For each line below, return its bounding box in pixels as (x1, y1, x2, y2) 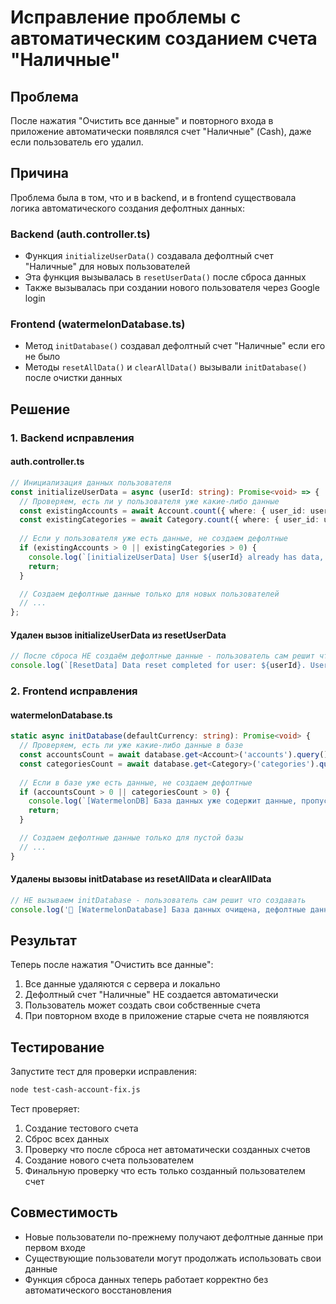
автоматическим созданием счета (10, 27, 318, 50)
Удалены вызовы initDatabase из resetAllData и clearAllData (10, 873, 272, 885)
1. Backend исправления (10, 431, 135, 445)
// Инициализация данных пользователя (10, 477, 172, 488)
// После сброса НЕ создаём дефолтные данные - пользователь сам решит (10, 651, 315, 661)
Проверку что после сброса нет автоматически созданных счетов (24, 1144, 311, 1156)
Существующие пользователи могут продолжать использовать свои (24, 1252, 322, 1264)
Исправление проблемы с (10, 6, 242, 29)
